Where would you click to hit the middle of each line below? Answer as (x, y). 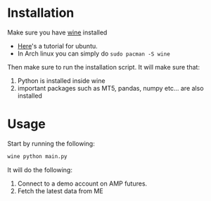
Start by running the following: (51, 143)
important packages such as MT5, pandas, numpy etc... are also (110, 88)
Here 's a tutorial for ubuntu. (58, 46)
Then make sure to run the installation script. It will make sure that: (104, 67)
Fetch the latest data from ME (60, 190)
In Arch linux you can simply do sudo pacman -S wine (94, 53)
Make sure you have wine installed (57, 32)
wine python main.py (38, 156)
